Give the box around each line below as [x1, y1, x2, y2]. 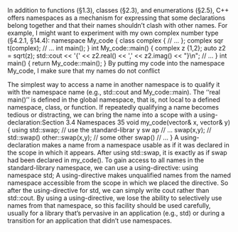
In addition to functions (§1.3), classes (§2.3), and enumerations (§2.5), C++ [7, 6, 229, 14]
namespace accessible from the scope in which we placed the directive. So [7, 179, 229, 187]
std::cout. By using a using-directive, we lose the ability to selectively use [7, 194, 222, 202]
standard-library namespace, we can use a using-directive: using [7, 164, 199, 172]
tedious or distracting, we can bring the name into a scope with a [7, 110, 198, 119]
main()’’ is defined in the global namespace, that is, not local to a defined [7, 95, 220, 104]
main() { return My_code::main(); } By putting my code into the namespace [7, 59, 225, 67]
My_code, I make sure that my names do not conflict [7, 67, 161, 75]
